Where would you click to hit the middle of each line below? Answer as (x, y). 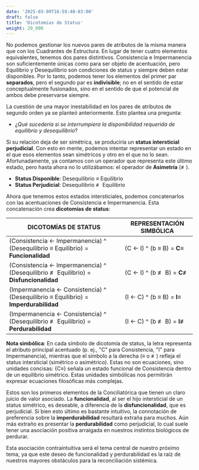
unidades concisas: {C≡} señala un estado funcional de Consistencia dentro (99, 369)
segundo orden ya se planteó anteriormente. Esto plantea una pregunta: (94, 113)
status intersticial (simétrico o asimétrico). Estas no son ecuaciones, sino (95, 362)
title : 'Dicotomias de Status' (45, 22)
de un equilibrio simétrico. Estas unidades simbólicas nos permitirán (89, 375)
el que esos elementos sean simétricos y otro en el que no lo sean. (88, 155)
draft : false (22, 17)
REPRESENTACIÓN (157, 223)
